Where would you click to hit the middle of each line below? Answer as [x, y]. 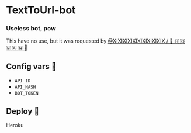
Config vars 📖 [31, 66]
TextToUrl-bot [41, 10]
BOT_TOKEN [27, 93]
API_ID [22, 81]
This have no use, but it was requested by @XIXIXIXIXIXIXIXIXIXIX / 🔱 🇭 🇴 [95, 41]
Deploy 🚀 [23, 111]
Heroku [15, 125]
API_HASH [25, 87]
